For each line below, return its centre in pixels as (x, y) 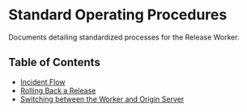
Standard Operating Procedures (118, 15)
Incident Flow (43, 81)
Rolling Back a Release (58, 90)
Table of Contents (55, 62)
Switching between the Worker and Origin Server (102, 99)
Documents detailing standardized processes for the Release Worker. (124, 37)
